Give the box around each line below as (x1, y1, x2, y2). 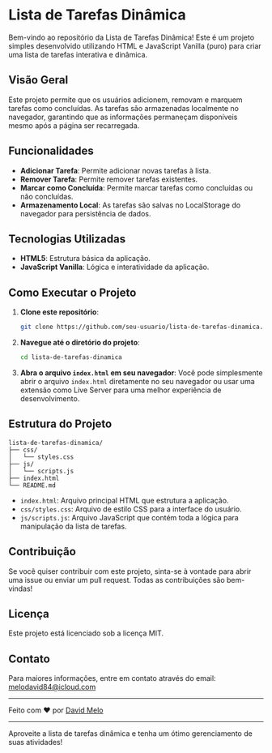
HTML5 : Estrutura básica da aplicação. (19, 254, 151, 263)
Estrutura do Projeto (8, 417, 113, 431)
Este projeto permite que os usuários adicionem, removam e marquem (8, 95, 243, 105)
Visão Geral (8, 73, 69, 87)
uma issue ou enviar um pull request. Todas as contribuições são (8, 575, 225, 584)
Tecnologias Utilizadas (8, 232, 126, 246)
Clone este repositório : (19, 307, 100, 317)
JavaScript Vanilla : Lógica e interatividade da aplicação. (19, 262, 210, 272)
